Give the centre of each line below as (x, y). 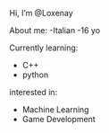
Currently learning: (44, 48)
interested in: (34, 92)
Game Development (59, 119)
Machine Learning (55, 110)
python (35, 75)
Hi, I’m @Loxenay (41, 13)
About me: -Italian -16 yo (55, 30)
